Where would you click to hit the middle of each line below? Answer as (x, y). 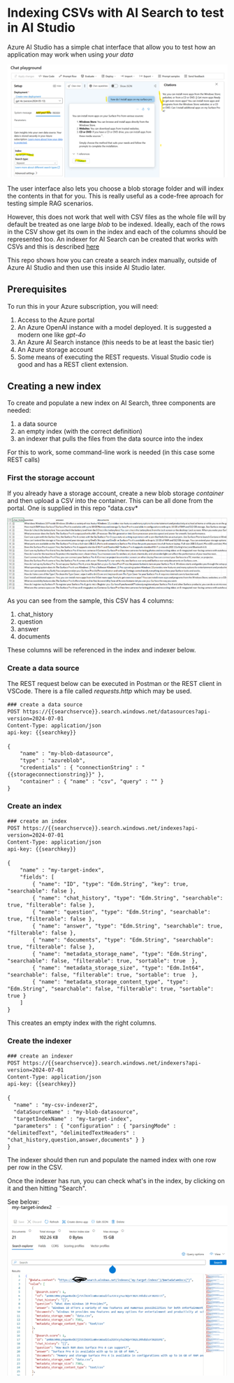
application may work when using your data (71, 54)
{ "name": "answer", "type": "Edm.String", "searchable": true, (128, 926)
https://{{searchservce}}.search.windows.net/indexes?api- (110, 828)
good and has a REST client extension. (73, 364)
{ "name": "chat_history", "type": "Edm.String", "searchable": (128, 898)
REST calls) (24, 460)
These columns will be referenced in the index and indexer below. (102, 650)
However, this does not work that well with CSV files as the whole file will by (117, 217)
